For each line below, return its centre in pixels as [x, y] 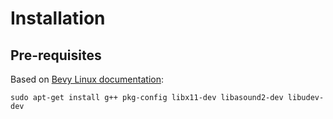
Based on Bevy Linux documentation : [87, 79]
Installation [58, 18]
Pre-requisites [56, 55]
